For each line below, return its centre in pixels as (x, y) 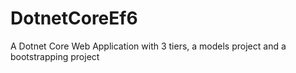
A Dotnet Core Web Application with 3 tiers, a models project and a (148, 46)
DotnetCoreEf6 (74, 18)
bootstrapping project (55, 56)
